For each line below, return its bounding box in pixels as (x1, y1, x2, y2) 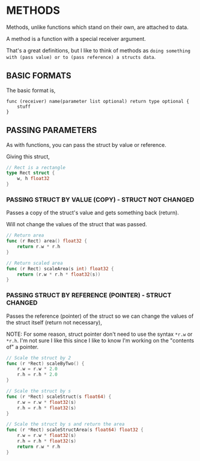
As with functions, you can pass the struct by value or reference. (6, 141, 166, 148)
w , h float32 (17, 176, 50, 182)
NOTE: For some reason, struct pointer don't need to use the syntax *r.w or (6, 330, 193, 338)
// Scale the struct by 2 (6, 354, 71, 361)
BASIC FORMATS (6, 70, 71, 81)
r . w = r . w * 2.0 (17, 366, 58, 372)
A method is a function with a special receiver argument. (6, 35, 146, 42)
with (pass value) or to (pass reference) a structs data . (6, 53, 156, 60)
